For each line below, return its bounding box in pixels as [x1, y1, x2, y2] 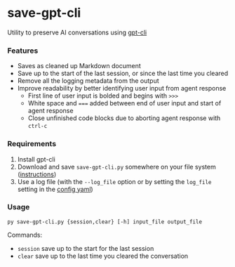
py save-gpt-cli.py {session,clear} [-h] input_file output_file [7, 218, 202, 226]
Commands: [7, 230, 43, 239]
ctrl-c [27, 123, 48, 130]
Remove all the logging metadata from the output [17, 77, 159, 85]
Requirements [7, 139, 57, 149]
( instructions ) [17, 170, 57, 178]
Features [7, 46, 39, 56]
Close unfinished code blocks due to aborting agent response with [27, 114, 221, 122]
